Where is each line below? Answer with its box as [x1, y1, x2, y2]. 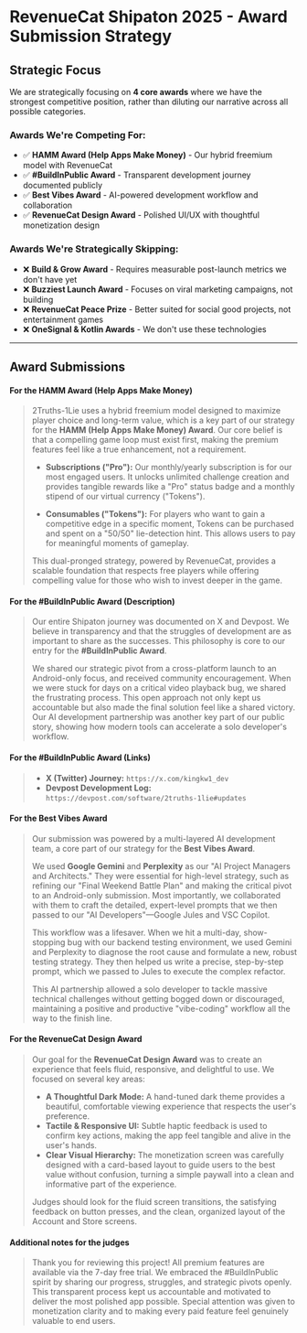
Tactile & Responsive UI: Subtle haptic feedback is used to [45, 1121, 268, 1131]
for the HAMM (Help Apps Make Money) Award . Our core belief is [31, 425, 283, 435]
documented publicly [22, 180, 103, 191]
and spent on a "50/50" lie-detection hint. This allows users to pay [45, 528, 296, 539]
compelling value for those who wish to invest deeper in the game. [31, 575, 283, 586]
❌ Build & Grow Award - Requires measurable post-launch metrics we [22, 263, 287, 274]
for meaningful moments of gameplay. [45, 538, 190, 549]
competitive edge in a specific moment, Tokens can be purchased [45, 519, 294, 530]
